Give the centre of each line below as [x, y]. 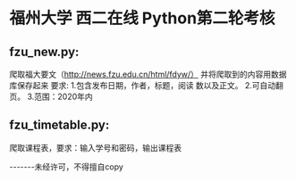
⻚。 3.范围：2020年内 [51, 96]
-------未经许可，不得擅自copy [66, 167]
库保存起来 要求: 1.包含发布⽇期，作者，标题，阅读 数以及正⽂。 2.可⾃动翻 [147, 85]
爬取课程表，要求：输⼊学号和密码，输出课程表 [95, 147]
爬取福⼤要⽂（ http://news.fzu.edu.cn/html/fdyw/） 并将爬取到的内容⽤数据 [148, 74]
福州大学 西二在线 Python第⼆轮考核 [142, 18]
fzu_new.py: [44, 51]
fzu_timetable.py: [59, 125]
